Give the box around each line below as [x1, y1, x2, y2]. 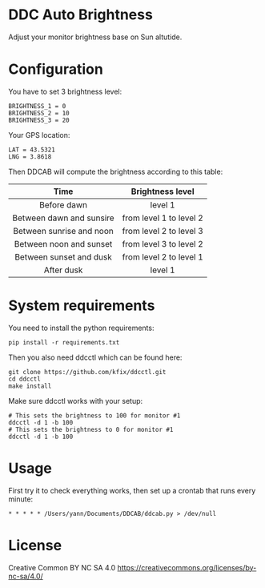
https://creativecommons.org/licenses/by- [117, 562, 257, 572]
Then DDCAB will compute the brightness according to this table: [8, 167, 223, 176]
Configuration [8, 60, 104, 79]
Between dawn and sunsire [12, 212, 114, 224]
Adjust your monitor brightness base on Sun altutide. [8, 32, 183, 42]
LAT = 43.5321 [8, 146, 56, 154]
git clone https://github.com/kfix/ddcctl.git [8, 368, 167, 376]
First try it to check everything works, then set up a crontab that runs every [8, 485, 256, 495]
